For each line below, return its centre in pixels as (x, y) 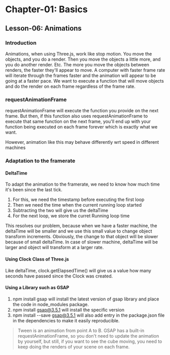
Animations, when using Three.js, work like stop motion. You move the (79, 54)
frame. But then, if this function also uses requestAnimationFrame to (77, 116)
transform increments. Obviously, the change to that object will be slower (82, 237)
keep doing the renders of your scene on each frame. (74, 347)
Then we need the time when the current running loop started (77, 205)
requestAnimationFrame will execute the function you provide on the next (82, 111)
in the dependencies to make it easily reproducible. (66, 320)
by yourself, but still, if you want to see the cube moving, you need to (90, 341)
